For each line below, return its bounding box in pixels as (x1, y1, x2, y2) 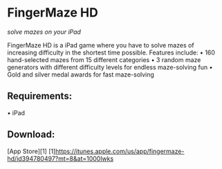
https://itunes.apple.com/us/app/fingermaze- (55, 147, 185, 155)
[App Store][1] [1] (7, 147, 56, 155)
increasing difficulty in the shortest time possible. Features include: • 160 (7, 48, 216, 57)
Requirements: (7, 90, 73, 102)
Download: (7, 129, 55, 141)
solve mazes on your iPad (7, 28, 82, 36)
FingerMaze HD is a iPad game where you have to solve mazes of (7, 41, 195, 49)
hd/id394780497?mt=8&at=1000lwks (7, 154, 114, 163)
